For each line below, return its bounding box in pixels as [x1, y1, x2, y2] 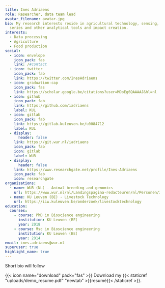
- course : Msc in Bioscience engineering [14, 227, 100, 231]
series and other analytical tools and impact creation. [9, 26, 129, 30]
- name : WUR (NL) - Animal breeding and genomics [9, 185, 113, 190]
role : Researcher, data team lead [5, 12, 76, 17]
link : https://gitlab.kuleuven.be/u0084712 [14, 121, 105, 126]
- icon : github [9, 94, 41, 99]
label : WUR [14, 153, 36, 158]
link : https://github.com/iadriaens [14, 103, 89, 108]
